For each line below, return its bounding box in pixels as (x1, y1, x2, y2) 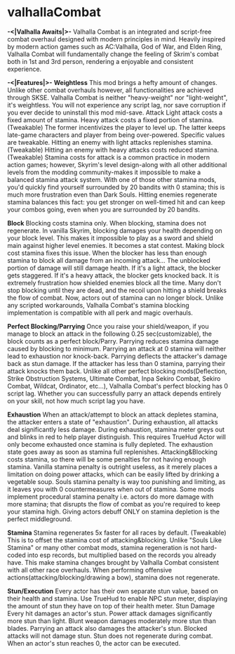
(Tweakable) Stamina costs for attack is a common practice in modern (7, 152, 210, 162)
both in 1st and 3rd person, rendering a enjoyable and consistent (7, 57, 194, 65)
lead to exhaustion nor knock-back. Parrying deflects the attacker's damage (7, 352, 228, 360)
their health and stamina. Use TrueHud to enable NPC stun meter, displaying (7, 594, 228, 603)
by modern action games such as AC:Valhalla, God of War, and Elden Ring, (7, 42, 223, 51)
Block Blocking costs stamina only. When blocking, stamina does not (7, 218, 207, 227)
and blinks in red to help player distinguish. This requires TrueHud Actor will (7, 433, 227, 441)
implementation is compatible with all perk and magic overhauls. (7, 308, 193, 317)
